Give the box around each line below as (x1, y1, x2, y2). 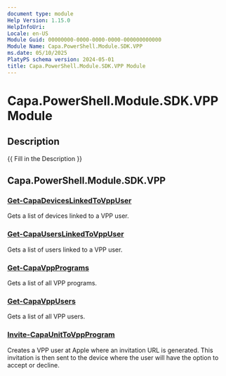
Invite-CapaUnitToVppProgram (7, 330, 116, 339)
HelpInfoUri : (7, 23, 46, 30)
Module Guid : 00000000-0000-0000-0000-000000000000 (7, 37, 161, 44)
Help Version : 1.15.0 (7, 17, 71, 24)
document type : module (7, 10, 74, 18)
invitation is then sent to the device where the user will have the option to (7, 353, 219, 362)
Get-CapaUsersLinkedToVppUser (7, 229, 124, 239)
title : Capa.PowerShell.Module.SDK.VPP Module (7, 63, 146, 70)
